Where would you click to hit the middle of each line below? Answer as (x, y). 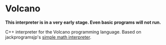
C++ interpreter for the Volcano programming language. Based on (73, 32)
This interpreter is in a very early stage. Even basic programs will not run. (83, 22)
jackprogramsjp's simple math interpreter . (48, 37)
